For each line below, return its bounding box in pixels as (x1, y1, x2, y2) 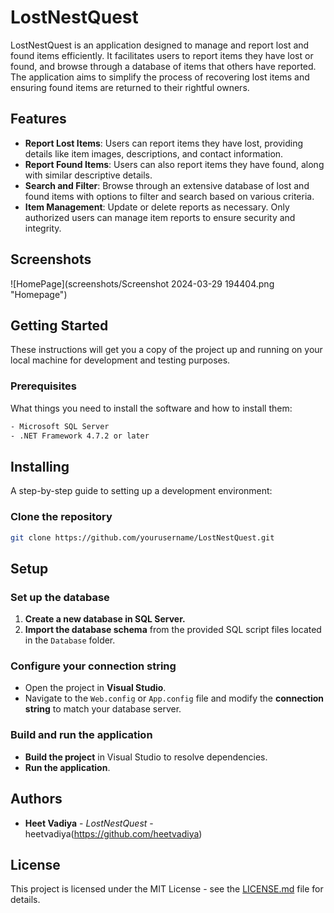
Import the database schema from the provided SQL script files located (24, 624, 322, 636)
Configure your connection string (10, 659, 177, 673)
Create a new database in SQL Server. (24, 613, 186, 625)
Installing (10, 458, 70, 475)
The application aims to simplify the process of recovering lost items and (10, 71, 310, 83)
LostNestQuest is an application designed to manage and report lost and (10, 39, 310, 51)
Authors (10, 791, 63, 808)
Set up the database (10, 590, 110, 604)
